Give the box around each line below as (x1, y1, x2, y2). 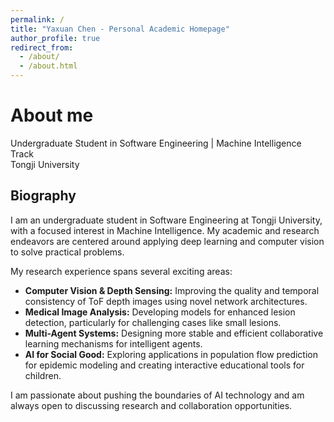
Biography (10, 187, 77, 205)
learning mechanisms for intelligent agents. (24, 337, 203, 350)
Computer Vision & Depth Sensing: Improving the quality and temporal (24, 284, 320, 296)
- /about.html (19, 61, 78, 71)
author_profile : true (10, 33, 101, 43)
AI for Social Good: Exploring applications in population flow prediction (24, 348, 318, 360)
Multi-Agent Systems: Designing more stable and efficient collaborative (24, 327, 324, 339)
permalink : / (10, 14, 65, 25)
